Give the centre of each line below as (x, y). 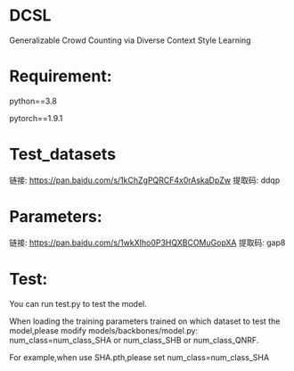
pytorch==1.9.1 (36, 118)
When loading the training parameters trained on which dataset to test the (145, 321)
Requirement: (61, 76)
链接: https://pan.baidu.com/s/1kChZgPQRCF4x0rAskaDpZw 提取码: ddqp (145, 180)
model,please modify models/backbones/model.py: (104, 330)
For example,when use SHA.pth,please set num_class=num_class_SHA (139, 357)
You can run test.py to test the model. (78, 303)
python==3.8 (33, 101)
